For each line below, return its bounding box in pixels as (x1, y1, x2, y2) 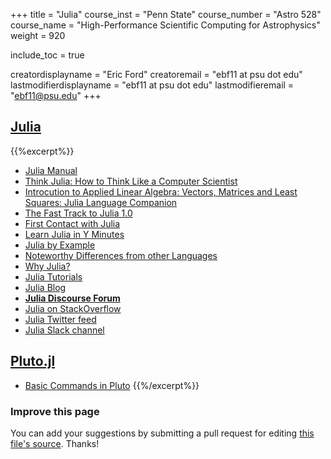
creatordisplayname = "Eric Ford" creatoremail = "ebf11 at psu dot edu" (10, 69, 303, 80)
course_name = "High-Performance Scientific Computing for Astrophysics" (10, 19, 321, 31)
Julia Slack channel (24, 324, 105, 336)
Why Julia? (24, 260, 71, 272)
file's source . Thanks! (10, 437, 100, 449)
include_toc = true (10, 49, 85, 61)
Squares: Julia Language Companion (24, 196, 178, 208)
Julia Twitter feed (24, 313, 97, 325)
